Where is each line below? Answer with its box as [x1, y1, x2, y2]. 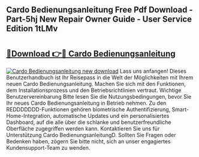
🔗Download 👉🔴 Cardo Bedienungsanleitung [6, 48, 176, 59]
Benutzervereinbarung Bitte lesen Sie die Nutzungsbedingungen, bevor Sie [6, 93, 192, 100]
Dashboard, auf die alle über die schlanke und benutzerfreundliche [6, 119, 172, 126]
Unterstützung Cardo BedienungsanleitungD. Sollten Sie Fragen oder [6, 132, 176, 138]
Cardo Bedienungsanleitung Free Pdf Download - [6, 5, 193, 15]
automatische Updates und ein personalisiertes [53, 112, 170, 119]
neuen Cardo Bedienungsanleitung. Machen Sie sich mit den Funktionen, [6, 81, 186, 87]
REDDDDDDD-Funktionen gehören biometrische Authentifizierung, [6, 106, 171, 113]
